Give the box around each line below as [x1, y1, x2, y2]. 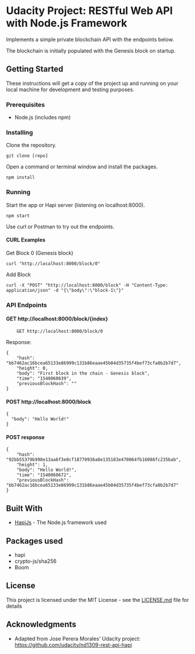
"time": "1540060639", [16, 376, 72, 381]
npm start [6, 212, 30, 219]
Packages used [6, 536, 63, 546]
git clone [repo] [6, 153, 48, 159]
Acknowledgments [6, 619, 77, 629]
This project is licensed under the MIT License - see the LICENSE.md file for [6, 596, 189, 603]
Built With [6, 503, 43, 513]
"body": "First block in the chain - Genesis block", [16, 370, 150, 376]
